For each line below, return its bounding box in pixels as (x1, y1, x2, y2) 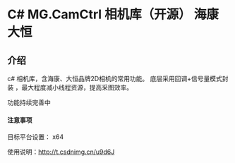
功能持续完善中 (7, 98, 51, 107)
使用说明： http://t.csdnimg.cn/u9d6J (7, 147, 115, 156)
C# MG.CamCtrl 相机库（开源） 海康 (7, 6, 219, 23)
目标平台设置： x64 (7, 133, 64, 141)
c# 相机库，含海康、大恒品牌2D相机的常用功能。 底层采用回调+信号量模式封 (7, 75, 229, 83)
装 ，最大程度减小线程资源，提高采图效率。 (7, 83, 133, 92)
